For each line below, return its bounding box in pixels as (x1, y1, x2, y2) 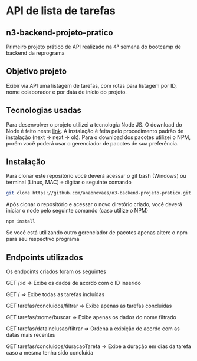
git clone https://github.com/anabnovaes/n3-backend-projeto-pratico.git (6, 190, 192, 196)
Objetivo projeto (6, 67, 67, 77)
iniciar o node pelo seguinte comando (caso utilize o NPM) (6, 207, 149, 214)
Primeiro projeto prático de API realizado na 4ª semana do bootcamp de (6, 43, 182, 50)
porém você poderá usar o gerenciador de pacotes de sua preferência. (6, 140, 179, 147)
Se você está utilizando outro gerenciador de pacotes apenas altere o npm (6, 229, 188, 236)
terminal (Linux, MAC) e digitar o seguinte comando (6, 178, 132, 186)
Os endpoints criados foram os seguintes (6, 268, 106, 275)
